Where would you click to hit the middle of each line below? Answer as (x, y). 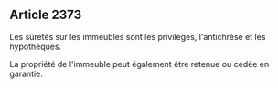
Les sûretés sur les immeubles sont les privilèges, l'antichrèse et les (138, 36)
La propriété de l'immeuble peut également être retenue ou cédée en (139, 64)
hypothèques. (36, 46)
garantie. (27, 73)
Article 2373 (46, 15)
